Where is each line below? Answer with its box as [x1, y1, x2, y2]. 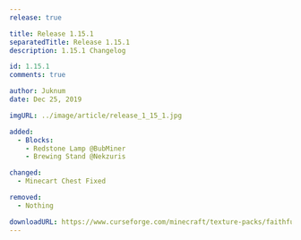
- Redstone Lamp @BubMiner [25, 144, 126, 153]
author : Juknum [9, 87, 66, 96]
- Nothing [17, 201, 54, 210]
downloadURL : [9, 217, 58, 227]
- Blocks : [17, 135, 54, 144]
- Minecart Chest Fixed [17, 176, 106, 186]
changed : [9, 168, 42, 177]
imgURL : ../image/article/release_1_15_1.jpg [9, 111, 182, 120]
